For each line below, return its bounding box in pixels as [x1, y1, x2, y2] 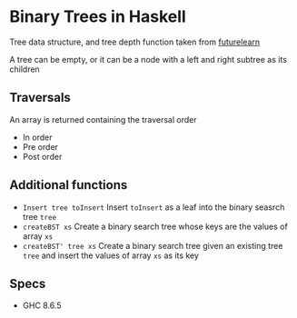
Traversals [9, 90, 71, 105]
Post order [22, 151, 63, 162]
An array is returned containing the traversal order [9, 114, 197, 124]
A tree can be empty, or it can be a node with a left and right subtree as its [9, 54, 288, 65]
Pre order [22, 141, 59, 152]
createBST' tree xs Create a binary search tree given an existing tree [22, 240, 283, 251]
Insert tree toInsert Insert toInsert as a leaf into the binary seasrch [22, 202, 285, 213]
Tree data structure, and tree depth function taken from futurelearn [9, 36, 261, 47]
